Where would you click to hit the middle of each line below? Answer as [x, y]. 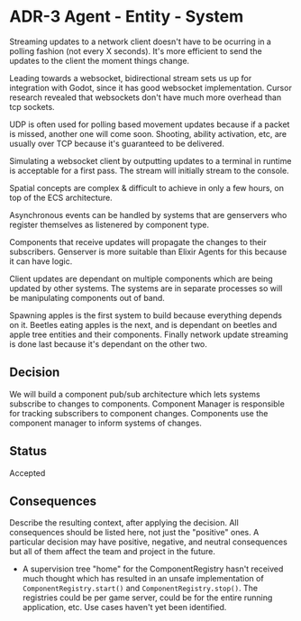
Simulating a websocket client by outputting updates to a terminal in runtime [150, 160]
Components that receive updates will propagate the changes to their [138, 242]
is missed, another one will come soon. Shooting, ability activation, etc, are [148, 133]
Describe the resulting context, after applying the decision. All [124, 523]
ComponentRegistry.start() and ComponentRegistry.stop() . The [140, 589]
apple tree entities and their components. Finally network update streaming [149, 334]
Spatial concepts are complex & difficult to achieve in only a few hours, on [146, 187]
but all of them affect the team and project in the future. [113, 552]
